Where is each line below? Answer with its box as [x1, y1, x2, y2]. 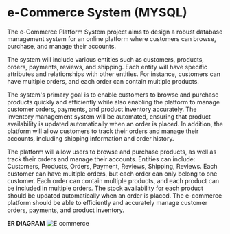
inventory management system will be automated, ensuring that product [7, 112, 211, 121]
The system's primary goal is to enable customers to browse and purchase [7, 91, 219, 99]
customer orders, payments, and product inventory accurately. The [7, 105, 197, 113]
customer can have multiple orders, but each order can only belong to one [7, 169, 218, 178]
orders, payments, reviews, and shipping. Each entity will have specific [7, 62, 208, 71]
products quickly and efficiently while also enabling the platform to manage [7, 97, 220, 106]
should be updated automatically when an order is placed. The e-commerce [7, 191, 222, 200]
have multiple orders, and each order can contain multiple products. [7, 77, 199, 85]
